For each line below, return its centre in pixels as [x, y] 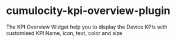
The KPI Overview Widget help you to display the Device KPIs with [87, 27]
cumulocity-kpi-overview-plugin [88, 11]
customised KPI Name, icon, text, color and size [64, 33]
